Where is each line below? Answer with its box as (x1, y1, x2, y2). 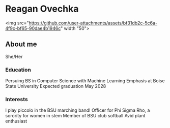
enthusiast (5, 118, 27, 124)
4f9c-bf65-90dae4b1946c (5, 25, 61, 31)
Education (5, 66, 32, 73)
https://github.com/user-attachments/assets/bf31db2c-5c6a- (29, 20, 158, 26)
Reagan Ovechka (5, 3, 79, 15)
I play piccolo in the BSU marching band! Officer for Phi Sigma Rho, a (5, 107, 150, 113)
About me (5, 40, 37, 49)
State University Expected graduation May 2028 (5, 83, 106, 89)
